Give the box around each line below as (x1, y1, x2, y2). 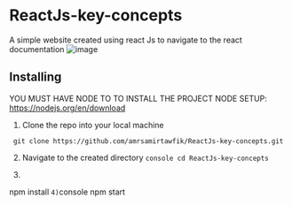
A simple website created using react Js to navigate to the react (9, 34, 242, 45)
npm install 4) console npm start (9, 187, 126, 197)
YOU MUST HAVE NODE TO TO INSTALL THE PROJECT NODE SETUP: (9, 93, 268, 103)
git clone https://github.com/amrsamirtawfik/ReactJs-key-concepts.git (12, 136, 284, 146)
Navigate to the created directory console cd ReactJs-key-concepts (21, 152, 269, 163)
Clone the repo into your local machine (21, 119, 164, 130)
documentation (9, 43, 65, 54)
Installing (9, 70, 62, 85)
